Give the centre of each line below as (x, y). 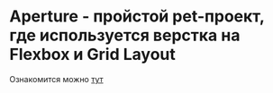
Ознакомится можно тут (56, 79)
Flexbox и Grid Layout (92, 55)
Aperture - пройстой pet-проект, (137, 17)
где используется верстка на (125, 35)
